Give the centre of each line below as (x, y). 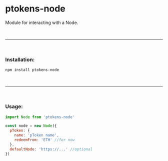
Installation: (20, 59)
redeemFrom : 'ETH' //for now (44, 140)
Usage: (14, 106)
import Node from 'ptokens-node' (40, 117)
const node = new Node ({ (31, 126)
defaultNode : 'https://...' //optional (51, 149)
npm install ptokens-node (32, 70)
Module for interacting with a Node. (42, 22)
